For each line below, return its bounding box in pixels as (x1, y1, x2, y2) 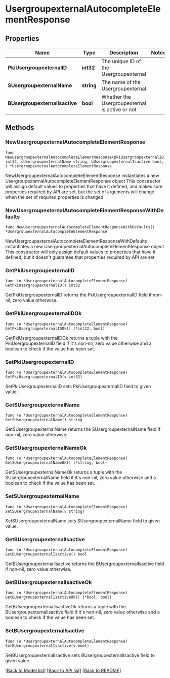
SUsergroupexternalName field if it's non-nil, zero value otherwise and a (5, 475, 156, 481)
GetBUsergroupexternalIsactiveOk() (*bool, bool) (5, 595, 112, 600)
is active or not (101, 106, 137, 113)
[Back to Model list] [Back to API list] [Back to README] (5, 667, 121, 673)
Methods (5, 123, 34, 132)
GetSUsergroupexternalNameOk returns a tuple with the (5, 469, 122, 476)
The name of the (101, 79, 141, 85)
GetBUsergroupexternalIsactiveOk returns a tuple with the (5, 604, 126, 610)
